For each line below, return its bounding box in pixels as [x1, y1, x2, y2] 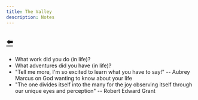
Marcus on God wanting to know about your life [14, 75, 133, 82]
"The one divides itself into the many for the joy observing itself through [14, 81, 193, 88]
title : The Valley [6, 8, 52, 15]
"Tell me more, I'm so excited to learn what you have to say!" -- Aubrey [14, 68, 190, 76]
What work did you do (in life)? [14, 56, 91, 63]
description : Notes [6, 14, 55, 20]
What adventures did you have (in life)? [14, 62, 112, 69]
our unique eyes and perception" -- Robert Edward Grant [14, 87, 156, 95]
